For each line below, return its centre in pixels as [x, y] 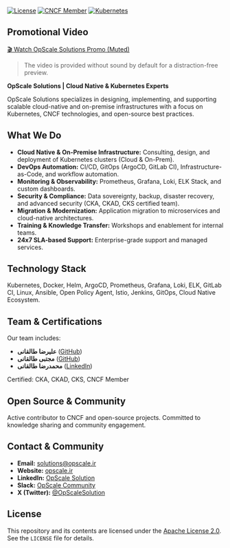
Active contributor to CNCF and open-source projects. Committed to [104, 418]
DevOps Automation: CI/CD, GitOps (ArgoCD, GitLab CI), [98, 167]
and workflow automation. [82, 174]
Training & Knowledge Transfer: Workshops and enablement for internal [120, 225]
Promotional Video [48, 32]
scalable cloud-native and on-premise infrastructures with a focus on [105, 106]
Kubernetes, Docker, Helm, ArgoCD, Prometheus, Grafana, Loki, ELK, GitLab [114, 285]
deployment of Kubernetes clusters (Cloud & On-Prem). [96, 159]
